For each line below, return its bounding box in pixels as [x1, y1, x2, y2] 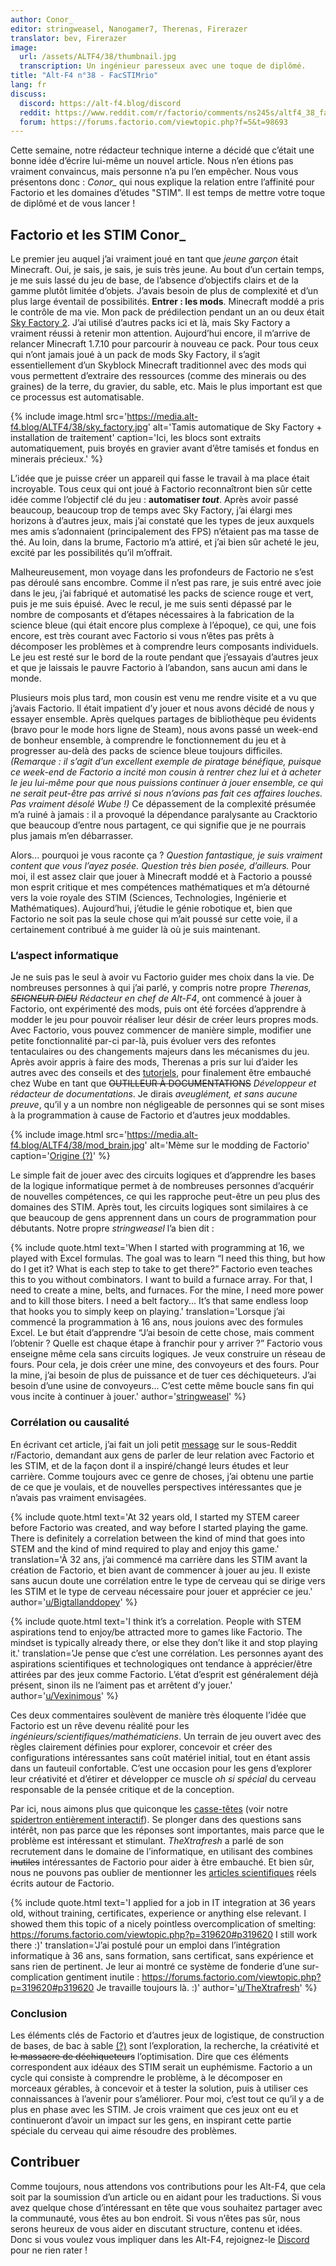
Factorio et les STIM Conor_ [10, 226, 187, 243]
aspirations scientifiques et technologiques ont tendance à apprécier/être [10, 1657, 313, 1670]
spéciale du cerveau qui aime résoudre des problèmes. [10, 2124, 238, 2136]
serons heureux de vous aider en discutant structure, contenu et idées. [10, 2222, 303, 2235]
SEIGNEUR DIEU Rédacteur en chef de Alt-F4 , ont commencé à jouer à [10, 992, 303, 1005]
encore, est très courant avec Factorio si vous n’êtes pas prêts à [10, 630, 275, 642]
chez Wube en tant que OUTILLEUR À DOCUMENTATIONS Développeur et [10, 1077, 317, 1090]
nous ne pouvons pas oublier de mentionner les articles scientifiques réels [10, 1866, 317, 1878]
